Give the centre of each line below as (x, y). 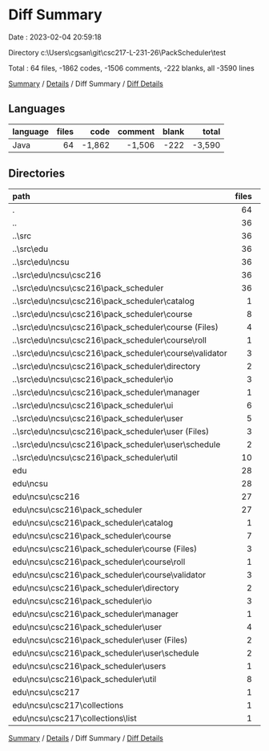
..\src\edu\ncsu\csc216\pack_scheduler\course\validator (120, 353)
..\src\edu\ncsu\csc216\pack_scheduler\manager (106, 392)
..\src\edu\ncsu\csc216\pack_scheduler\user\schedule (116, 445)
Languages (37, 109)
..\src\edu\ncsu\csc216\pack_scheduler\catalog (103, 301)
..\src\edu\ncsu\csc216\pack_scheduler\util (95, 457)
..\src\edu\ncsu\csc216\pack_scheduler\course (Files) (115, 327)
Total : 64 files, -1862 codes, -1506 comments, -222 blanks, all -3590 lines (131, 68)
